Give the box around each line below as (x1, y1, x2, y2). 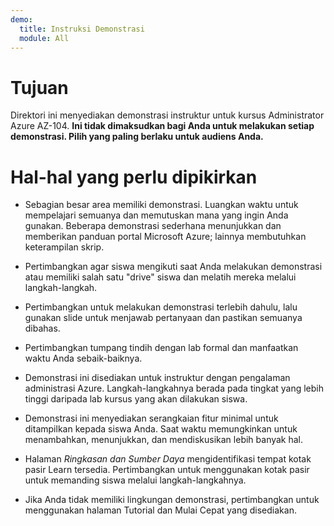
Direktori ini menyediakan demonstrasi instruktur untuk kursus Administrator (10, 109, 325, 121)
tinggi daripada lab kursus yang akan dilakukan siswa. (24, 393, 248, 405)
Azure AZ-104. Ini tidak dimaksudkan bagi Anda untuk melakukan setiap (10, 120, 315, 132)
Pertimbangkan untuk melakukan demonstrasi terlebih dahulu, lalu (24, 301, 298, 313)
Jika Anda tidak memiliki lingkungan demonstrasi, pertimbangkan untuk (24, 494, 320, 506)
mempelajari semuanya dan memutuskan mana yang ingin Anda (24, 209, 289, 221)
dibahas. (24, 322, 61, 335)
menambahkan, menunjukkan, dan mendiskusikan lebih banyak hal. (24, 434, 304, 446)
